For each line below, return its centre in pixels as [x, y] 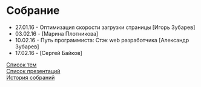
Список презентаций [33, 71]
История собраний [31, 77]
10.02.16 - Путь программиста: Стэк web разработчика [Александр [102, 40]
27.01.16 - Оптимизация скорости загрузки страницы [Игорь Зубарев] [105, 27]
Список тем [21, 65]
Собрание [33, 11]
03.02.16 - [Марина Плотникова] [57, 33]
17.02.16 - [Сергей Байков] [49, 53]
